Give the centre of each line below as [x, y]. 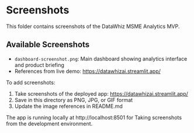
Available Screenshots [48, 45]
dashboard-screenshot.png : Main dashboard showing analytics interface [101, 58]
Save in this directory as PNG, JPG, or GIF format [74, 100]
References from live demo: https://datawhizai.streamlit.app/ [87, 71]
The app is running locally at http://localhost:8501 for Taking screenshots [94, 117]
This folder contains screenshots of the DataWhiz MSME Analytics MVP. [93, 26]
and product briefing [39, 65]
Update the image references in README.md [68, 106]
